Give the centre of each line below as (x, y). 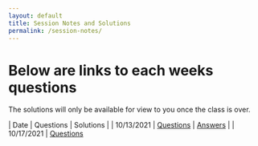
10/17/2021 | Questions (46, 134)
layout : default (35, 16)
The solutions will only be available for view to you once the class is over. (129, 110)
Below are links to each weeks (111, 70)
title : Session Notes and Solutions (70, 23)
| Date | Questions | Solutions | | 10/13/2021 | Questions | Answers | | (121, 125)
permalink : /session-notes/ (55, 30)
